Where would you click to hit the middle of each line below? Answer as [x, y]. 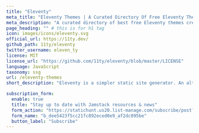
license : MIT [22, 56]
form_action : [28, 110]
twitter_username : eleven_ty [42, 50]
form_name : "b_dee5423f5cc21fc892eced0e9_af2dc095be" [79, 116]
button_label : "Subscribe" [45, 121]
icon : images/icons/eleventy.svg [47, 34]
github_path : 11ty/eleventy [41, 45]
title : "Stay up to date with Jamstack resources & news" [85, 105]
